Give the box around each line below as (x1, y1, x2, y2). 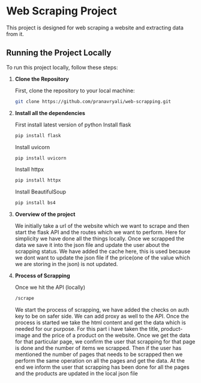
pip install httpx (14, 177, 61, 183)
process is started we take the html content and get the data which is (14, 319, 186, 326)
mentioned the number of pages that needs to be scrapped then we (14, 351, 183, 358)
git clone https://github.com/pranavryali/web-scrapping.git (14, 98, 172, 104)
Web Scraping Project (6, 4, 117, 18)
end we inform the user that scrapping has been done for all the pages (14, 364, 190, 370)
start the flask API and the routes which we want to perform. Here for (14, 229, 186, 236)
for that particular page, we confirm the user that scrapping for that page (14, 338, 196, 345)
